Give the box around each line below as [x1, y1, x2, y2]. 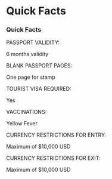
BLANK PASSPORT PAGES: [6, 62, 73, 69]
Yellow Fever [6, 120, 38, 127]
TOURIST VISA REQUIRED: [6, 85, 71, 92]
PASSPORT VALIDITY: [6, 39, 60, 46]
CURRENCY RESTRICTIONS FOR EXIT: [6, 155, 101, 162]
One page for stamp [6, 73, 55, 81]
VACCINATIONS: [6, 109, 47, 116]
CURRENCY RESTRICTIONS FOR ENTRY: [6, 131, 106, 138]
